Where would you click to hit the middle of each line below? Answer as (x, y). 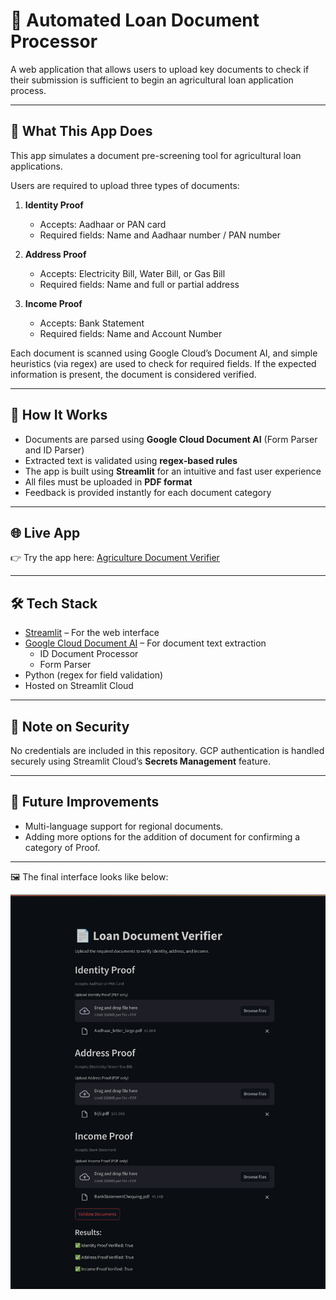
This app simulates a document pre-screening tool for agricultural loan (156, 155)
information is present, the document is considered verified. (133, 374)
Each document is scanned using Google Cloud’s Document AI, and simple (164, 353)
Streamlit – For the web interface (92, 633)
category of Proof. (62, 847)
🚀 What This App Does (81, 131)
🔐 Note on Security (70, 726)
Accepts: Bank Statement (92, 323)
